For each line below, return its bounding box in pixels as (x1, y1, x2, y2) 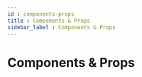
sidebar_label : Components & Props (7, 24, 116, 31)
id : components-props (7, 10, 75, 18)
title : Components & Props (7, 17, 91, 24)
